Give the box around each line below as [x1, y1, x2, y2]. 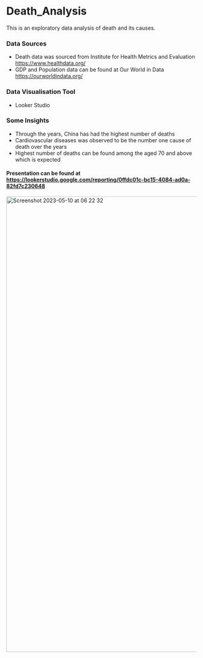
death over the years [14, 143, 67, 150]
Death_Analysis [6, 4, 87, 18]
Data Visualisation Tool [6, 88, 76, 96]
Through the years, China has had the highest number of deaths [14, 130, 175, 137]
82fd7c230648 [6, 183, 45, 190]
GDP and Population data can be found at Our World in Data [14, 66, 164, 73]
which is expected [14, 156, 61, 163]
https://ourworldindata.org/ [14, 73, 83, 80]
